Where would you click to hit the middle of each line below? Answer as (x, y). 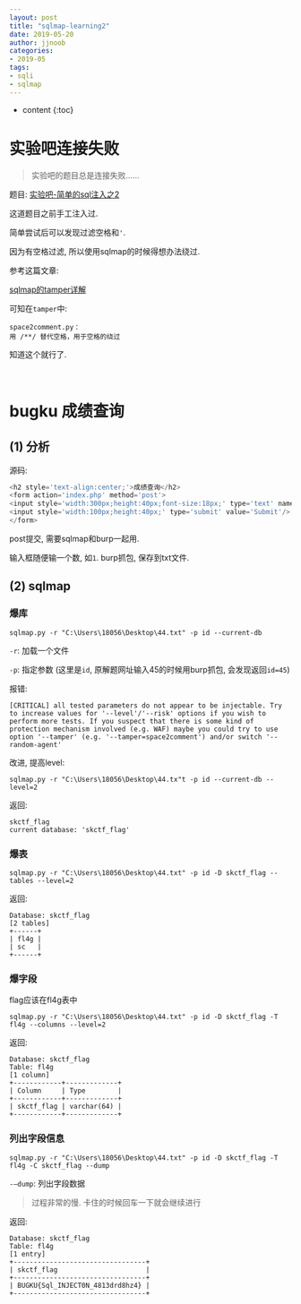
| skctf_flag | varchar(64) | (66, 1107)
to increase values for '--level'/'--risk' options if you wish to (138, 713)
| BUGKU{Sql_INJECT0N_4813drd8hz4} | (80, 1285)
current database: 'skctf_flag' (69, 829)
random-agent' (36, 744)
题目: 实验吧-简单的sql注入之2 (64, 194)
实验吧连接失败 (64, 148)
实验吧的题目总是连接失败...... (85, 175)
